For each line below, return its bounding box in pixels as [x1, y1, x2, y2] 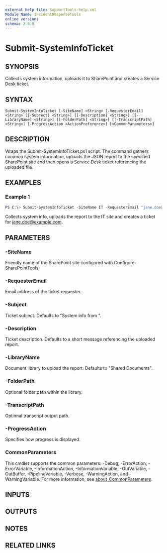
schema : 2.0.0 [5, 21, 35, 26]
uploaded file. [5, 164, 34, 170]
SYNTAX [5, 95, 33, 104]
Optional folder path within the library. [5, 389, 83, 395]
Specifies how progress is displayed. [5, 437, 81, 442]
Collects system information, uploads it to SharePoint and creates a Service [5, 76, 160, 82]
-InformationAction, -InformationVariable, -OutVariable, [34, 465, 148, 471]
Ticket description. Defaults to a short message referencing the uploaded [5, 336, 156, 342]
